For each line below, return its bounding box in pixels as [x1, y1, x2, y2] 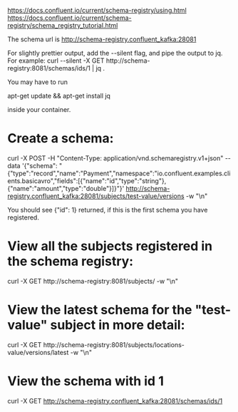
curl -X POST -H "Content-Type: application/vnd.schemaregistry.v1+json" [7, 153, 224, 163]
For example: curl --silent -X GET [7, 56, 105, 65]
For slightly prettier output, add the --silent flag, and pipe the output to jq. [7, 49, 223, 57]
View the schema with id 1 [7, 374, 164, 389]
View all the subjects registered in [7, 238, 212, 254]
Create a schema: [7, 130, 114, 147]
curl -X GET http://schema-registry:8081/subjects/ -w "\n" [7, 277, 179, 285]
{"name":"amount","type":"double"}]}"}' [7, 184, 125, 192]
